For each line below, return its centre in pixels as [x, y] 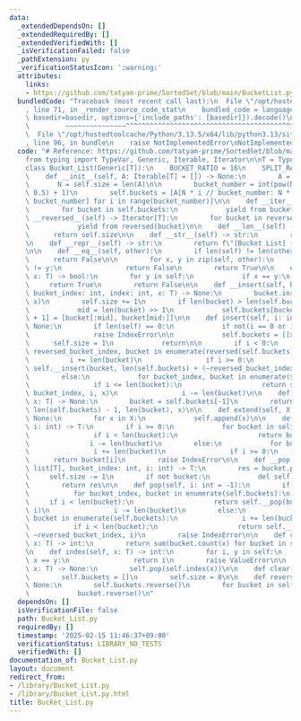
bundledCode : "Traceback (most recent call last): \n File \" [136, 101]
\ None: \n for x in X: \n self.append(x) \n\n [146, 418]
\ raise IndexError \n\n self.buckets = [152, 335]
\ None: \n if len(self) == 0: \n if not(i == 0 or [156, 327]
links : [38, 84]
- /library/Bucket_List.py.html [69, 694]
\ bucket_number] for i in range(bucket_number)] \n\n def [142, 202]
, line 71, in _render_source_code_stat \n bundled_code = [142, 110]
